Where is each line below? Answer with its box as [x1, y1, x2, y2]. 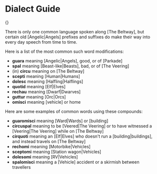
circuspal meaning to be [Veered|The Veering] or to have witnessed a [12, 123, 152, 129]
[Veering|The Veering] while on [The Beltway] [12, 128, 104, 134]
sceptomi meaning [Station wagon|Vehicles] [12, 149, 102, 155]
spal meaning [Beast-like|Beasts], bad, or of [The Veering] [12, 63, 129, 69]
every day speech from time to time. [5, 39, 78, 45]
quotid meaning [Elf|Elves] [12, 83, 66, 89]
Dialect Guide [5, 3, 61, 15]
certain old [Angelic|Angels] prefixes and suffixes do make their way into [5, 34, 150, 40]
